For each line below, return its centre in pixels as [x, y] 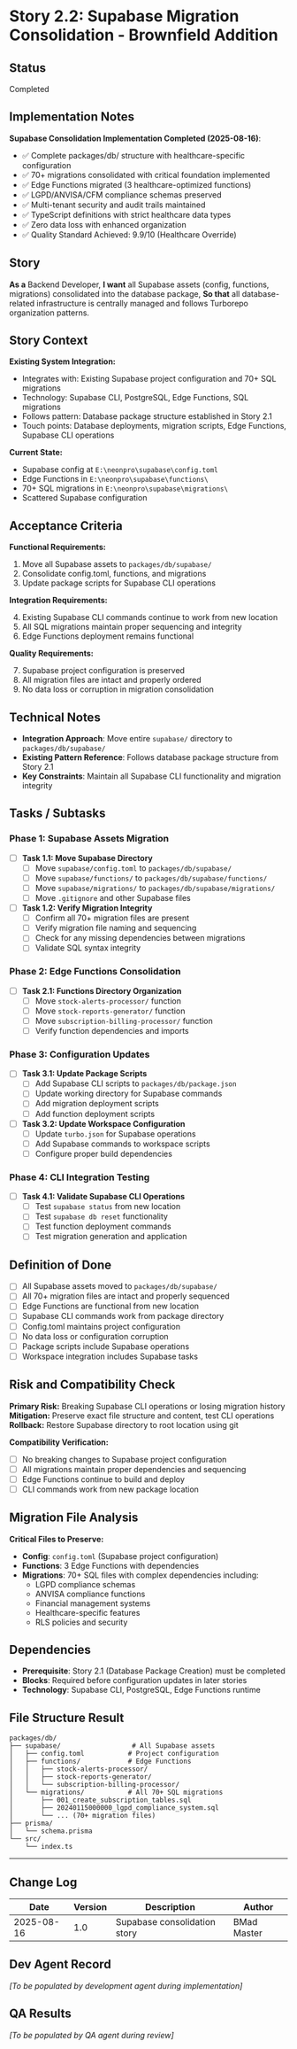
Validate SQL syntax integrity [88, 948]
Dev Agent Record [61, 1964]
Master [247, 1933]
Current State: [36, 453]
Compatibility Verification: [59, 1442]
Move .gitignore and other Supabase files [113, 898]
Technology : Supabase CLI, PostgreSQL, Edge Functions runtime [141, 1690]
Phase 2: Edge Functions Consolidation [95, 972]
